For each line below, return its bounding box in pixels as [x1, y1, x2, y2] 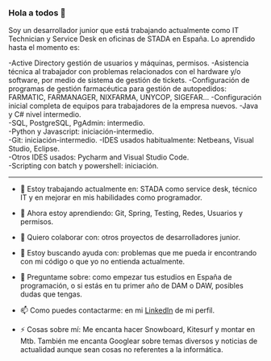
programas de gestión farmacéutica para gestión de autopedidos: [8, 84, 227, 93]
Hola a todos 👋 [8, 7, 66, 19]
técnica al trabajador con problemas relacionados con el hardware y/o [8, 67, 241, 77]
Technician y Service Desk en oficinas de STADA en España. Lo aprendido [8, 34, 256, 44]
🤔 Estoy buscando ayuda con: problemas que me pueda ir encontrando [19, 248, 257, 258]
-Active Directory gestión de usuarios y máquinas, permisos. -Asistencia [8, 58, 249, 68]
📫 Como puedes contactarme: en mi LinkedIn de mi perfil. [19, 305, 215, 315]
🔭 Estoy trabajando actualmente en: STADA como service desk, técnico [19, 185, 257, 194]
